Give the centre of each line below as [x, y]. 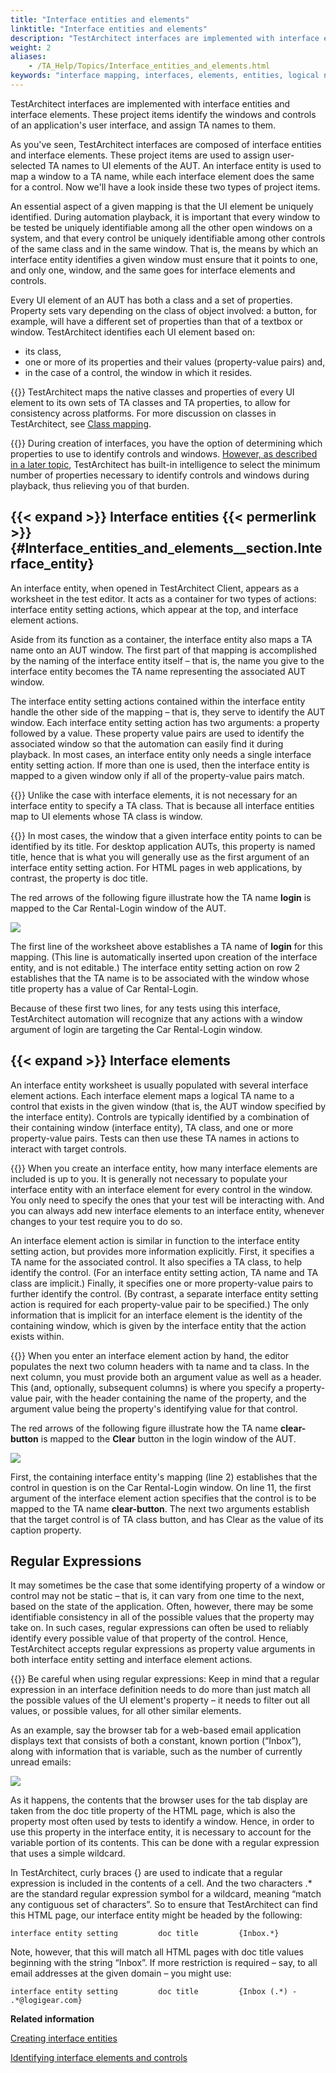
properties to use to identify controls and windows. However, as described [164, 453]
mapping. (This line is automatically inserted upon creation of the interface [164, 957]
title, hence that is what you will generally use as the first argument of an [160, 857]
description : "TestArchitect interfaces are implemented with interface [165, 38]
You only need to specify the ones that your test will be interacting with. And [167, 1200]
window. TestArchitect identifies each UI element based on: [132, 332]
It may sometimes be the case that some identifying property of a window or [168, 1585]
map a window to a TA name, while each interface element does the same [162, 176]
